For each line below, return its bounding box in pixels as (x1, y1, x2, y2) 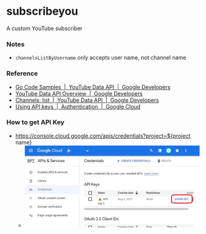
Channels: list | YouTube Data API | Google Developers (15, 96, 159, 104)
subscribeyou (6, 4, 78, 18)
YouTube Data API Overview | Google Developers (15, 90, 143, 97)
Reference (6, 69, 38, 78)
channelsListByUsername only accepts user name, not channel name (15, 54, 187, 61)
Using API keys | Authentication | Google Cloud (15, 103, 141, 110)
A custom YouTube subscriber (6, 25, 83, 32)
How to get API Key (6, 118, 65, 127)
